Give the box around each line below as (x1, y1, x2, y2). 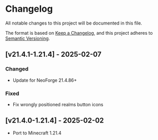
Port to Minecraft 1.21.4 (12, 130, 62, 136)
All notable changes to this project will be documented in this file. (5, 20, 143, 26)
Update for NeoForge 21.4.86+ (12, 77, 77, 83)
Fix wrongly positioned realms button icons (12, 101, 103, 107)
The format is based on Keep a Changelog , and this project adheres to (5, 30, 153, 36)
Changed (5, 65, 29, 73)
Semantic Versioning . (5, 35, 50, 41)
